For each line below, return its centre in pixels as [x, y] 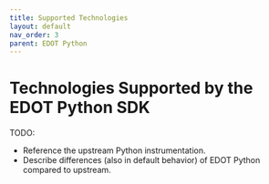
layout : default [40, 26]
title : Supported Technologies [69, 18]
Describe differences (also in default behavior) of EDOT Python [141, 160]
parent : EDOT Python [49, 43]
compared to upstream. [67, 170]
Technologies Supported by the [131, 88]
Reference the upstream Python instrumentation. [114, 150]
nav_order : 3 [34, 35]
